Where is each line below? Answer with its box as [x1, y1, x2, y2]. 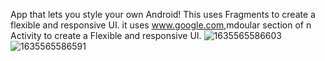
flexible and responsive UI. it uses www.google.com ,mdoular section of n [10, 19, 312, 31]
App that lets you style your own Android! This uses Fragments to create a [10, 9, 316, 20]
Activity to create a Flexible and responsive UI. [10, 30, 202, 41]
